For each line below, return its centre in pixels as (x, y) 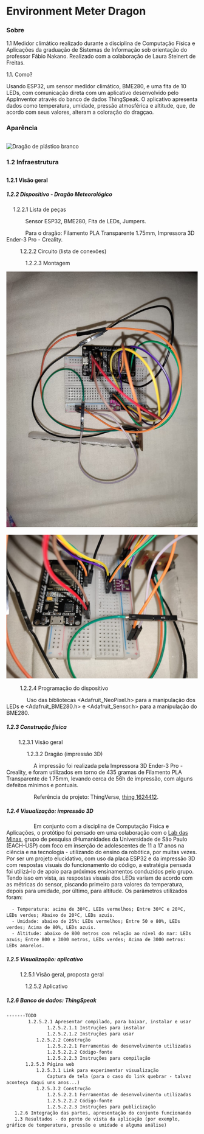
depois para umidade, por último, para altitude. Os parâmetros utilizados (97, 891)
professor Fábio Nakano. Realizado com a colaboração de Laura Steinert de (101, 57)
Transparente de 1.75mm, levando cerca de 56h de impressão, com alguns (100, 779)
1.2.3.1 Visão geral (40, 742)
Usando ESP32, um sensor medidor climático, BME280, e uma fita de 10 (96, 86)
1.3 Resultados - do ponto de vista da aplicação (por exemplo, (97, 1119)
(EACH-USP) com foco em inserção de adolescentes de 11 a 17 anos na (95, 846)
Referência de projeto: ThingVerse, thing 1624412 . (96, 797)
